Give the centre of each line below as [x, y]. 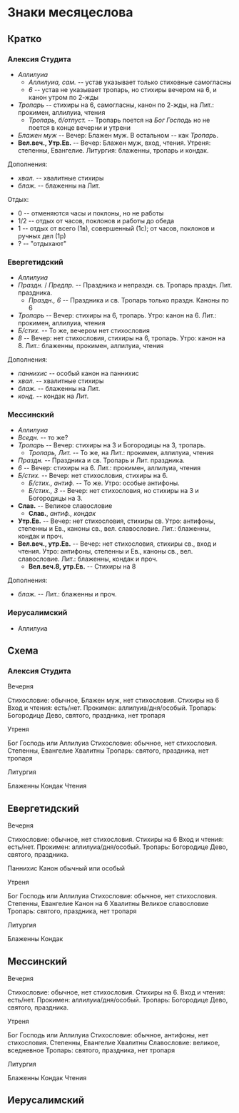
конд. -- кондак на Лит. [53, 396]
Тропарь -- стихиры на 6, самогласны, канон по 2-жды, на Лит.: [116, 105]
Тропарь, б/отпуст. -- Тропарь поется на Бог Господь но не [119, 120]
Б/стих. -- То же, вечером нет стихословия [83, 331]
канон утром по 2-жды [63, 97]
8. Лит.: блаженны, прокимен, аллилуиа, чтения [91, 346]
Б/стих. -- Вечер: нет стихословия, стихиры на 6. [93, 476]
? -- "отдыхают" [42, 243]
